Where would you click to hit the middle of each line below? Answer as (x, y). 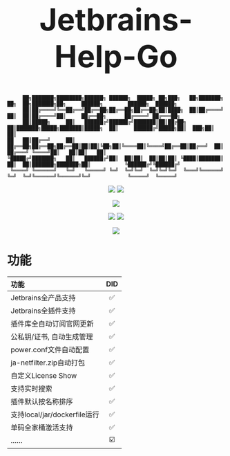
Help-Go (116, 56)
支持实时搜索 (32, 388)
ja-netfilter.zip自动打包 (48, 363)
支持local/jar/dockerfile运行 (55, 414)
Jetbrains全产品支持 (43, 298)
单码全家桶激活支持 (42, 427)
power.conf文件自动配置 (50, 349)
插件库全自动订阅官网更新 (52, 323)
